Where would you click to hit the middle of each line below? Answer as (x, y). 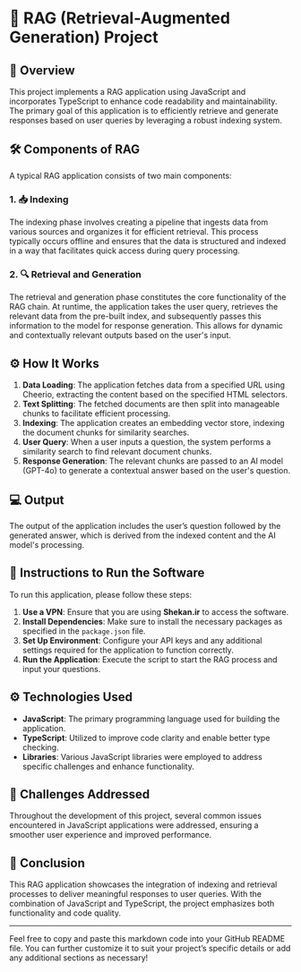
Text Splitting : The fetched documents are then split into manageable (151, 404)
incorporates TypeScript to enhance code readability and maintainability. (143, 101)
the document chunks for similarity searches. (106, 432)
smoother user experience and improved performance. (111, 835)
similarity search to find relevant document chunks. (117, 452)
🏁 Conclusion (47, 863)
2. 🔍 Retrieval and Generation (75, 275)
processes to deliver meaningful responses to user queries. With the (136, 894)
